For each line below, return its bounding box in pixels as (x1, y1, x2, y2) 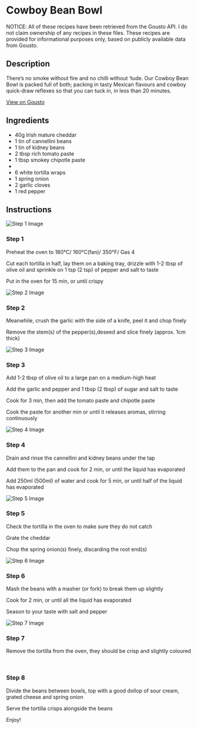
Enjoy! (6, 716, 22, 723)
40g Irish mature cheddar (14, 131, 77, 138)
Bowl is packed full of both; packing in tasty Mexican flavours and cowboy (6, 81, 186, 88)
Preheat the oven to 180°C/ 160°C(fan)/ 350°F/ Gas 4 (6, 248, 135, 255)
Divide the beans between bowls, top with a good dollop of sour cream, (6, 687, 179, 694)
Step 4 (6, 441, 25, 449)
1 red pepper (14, 187, 46, 194)
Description (6, 59, 50, 69)
